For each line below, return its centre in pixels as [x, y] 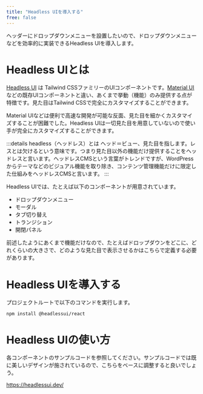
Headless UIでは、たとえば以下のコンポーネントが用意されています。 [93, 187]
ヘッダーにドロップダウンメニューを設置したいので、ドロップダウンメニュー [101, 35]
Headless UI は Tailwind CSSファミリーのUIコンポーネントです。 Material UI [101, 88]
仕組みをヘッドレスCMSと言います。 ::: [60, 174]
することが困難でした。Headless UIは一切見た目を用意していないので [98, 123]
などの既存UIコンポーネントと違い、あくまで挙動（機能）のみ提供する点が [99, 95]
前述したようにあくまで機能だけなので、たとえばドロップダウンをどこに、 [99, 243]
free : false [21, 18]
